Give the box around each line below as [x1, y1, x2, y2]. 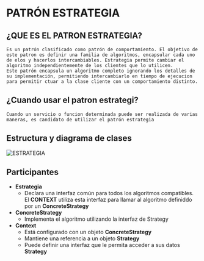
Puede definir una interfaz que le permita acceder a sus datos [24, 241, 180, 249]
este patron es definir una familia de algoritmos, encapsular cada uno [6, 52, 195, 58]
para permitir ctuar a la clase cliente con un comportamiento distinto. [6, 79, 199, 85]
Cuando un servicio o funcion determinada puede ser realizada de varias [6, 111, 199, 117]
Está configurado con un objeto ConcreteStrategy [24, 229, 151, 236]
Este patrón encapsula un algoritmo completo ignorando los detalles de [6, 68, 195, 74]
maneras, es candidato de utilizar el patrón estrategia [6, 116, 155, 123]
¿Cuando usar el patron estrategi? [6, 95, 139, 105]
